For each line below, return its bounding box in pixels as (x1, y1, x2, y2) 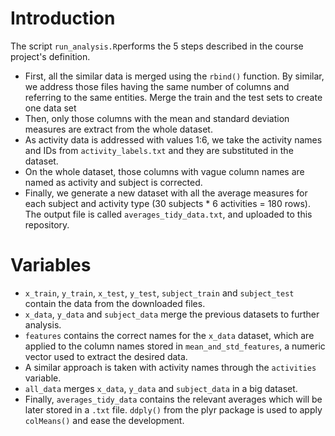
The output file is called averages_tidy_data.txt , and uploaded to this (24, 208, 313, 220)
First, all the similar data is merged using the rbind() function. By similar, (24, 70, 325, 82)
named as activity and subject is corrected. (24, 176, 203, 188)
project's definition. (10, 50, 91, 62)
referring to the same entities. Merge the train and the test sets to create (24, 91, 323, 103)
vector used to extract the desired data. (24, 350, 188, 362)
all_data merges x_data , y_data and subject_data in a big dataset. (24, 382, 298, 394)
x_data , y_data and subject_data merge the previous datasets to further (24, 308, 320, 320)
